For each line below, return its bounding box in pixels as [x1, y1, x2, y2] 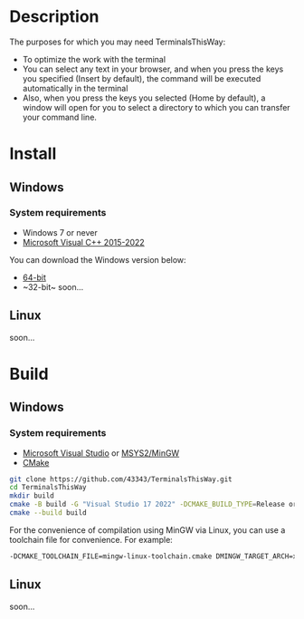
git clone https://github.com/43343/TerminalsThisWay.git [9, 474, 233, 484]
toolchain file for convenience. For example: [9, 534, 174, 545]
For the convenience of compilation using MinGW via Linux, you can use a [9, 524, 286, 536]
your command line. [22, 111, 98, 122]
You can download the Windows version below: [9, 254, 187, 265]
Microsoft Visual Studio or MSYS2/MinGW [22, 447, 180, 459]
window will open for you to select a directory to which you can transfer [22, 102, 291, 112]
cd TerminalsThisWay [9, 483, 88, 492]
